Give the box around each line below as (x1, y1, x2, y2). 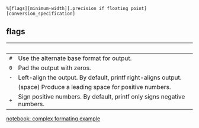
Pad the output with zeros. (18, 64, 91, 72)
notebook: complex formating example (6, 115, 101, 122)
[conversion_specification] (6, 11, 76, 17)
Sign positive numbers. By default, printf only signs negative (18, 92, 185, 100)
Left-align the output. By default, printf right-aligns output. (18, 73, 182, 81)
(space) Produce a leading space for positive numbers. (18, 83, 171, 91)
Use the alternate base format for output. (18, 54, 132, 62)
